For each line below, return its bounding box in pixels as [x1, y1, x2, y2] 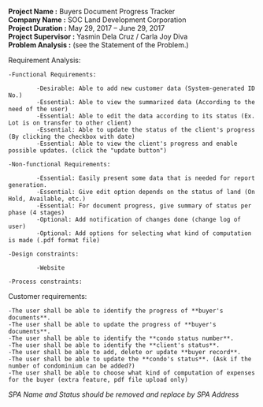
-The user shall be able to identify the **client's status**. [8, 342, 220, 349]
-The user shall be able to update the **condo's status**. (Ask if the [8, 355, 252, 363]
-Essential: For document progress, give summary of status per [36, 202, 252, 210]
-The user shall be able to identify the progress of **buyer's [8, 307, 224, 315]
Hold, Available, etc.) [8, 195, 87, 203]
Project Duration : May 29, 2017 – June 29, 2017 [8, 24, 165, 32]
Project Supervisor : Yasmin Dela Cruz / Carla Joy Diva [8, 32, 188, 41]
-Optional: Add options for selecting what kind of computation [36, 230, 252, 237]
